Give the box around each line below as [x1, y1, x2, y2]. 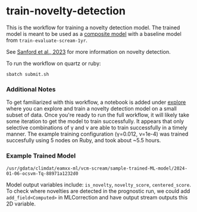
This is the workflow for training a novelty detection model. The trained [6, 24, 180, 31]
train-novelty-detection [6, 4, 126, 18]
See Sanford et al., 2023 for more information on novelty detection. [6, 48, 171, 55]
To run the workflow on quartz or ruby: [6, 60, 101, 67]
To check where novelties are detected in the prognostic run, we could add [6, 187, 190, 195]
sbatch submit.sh [6, 71, 49, 77]
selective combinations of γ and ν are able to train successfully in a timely [6, 124, 187, 131]
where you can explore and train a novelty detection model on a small [6, 105, 177, 112]
